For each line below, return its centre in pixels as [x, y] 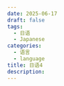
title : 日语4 [25, 65]
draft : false [26, 20]
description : [26, 71]
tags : [15, 26]
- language [29, 59]
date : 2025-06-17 [32, 14]
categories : [24, 46]
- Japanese [29, 40]
